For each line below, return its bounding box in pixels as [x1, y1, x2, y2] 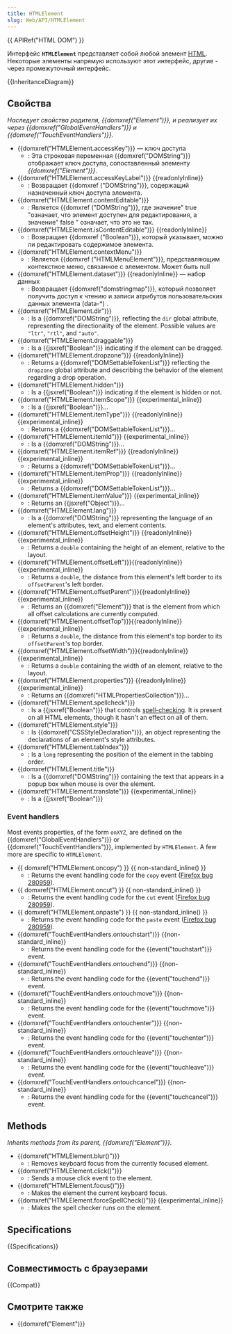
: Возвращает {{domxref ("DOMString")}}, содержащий [27, 182, 190, 190]
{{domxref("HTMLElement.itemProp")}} [17, 469, 131, 478]
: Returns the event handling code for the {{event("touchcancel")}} [27, 1093, 219, 1101]
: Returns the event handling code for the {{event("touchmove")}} [27, 1004, 215, 1012]
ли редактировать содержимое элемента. [27, 241, 154, 249]
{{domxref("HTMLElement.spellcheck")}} [17, 698, 135, 707]
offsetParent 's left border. [27, 580, 103, 588]
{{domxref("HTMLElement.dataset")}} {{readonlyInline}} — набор [17, 270, 206, 278]
